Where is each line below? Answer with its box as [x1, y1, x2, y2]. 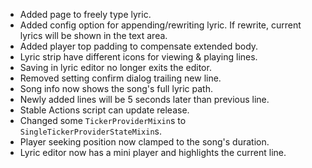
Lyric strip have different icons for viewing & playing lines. [19, 51, 258, 63]
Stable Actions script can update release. [19, 104, 190, 116]
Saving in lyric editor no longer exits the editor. [19, 62, 212, 73]
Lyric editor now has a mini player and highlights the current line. [19, 147, 287, 158]
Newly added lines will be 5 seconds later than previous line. [19, 94, 270, 105]
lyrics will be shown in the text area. [19, 30, 168, 41]
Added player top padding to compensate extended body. [19, 40, 259, 52]
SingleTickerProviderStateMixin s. [19, 125, 162, 137]
